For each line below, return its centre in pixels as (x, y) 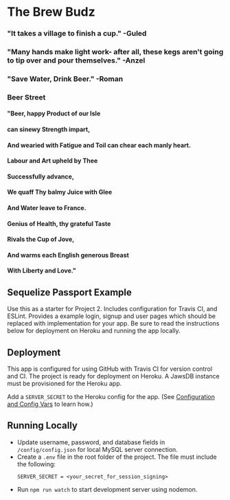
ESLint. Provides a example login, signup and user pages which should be (112, 316)
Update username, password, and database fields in (91, 442)
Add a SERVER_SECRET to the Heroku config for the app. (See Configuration (111, 397)
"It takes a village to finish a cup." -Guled (77, 34)
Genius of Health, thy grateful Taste (59, 223)
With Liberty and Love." (42, 271)
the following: (36, 464)
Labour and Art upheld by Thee (53, 161)
